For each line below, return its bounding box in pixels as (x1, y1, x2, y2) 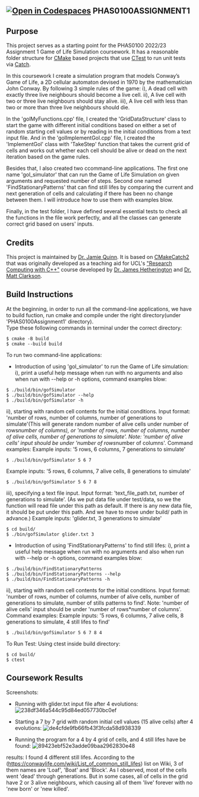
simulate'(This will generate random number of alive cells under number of (6, 420, 189, 428)
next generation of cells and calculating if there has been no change (6, 190, 173, 197)
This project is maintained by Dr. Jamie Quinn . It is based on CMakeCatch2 (6, 254, 189, 261)
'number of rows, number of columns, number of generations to (6, 414, 163, 421)
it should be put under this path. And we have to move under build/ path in (6, 508, 188, 515)
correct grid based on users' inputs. (6, 220, 94, 227)
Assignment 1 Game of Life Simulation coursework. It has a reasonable (6, 48, 179, 55)
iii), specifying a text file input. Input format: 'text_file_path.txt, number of (6, 489, 185, 496)
